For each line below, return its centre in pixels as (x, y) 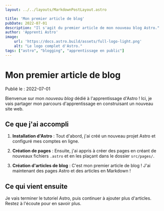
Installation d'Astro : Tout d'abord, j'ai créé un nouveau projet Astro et (84, 136)
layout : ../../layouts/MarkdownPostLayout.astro (56, 10)
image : (12, 37)
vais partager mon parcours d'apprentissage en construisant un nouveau (79, 104)
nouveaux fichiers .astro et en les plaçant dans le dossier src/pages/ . (83, 156)
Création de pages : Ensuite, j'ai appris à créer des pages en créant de (84, 151)
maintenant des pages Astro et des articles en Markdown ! (71, 171)
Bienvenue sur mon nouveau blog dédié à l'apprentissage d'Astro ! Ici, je (79, 98)
